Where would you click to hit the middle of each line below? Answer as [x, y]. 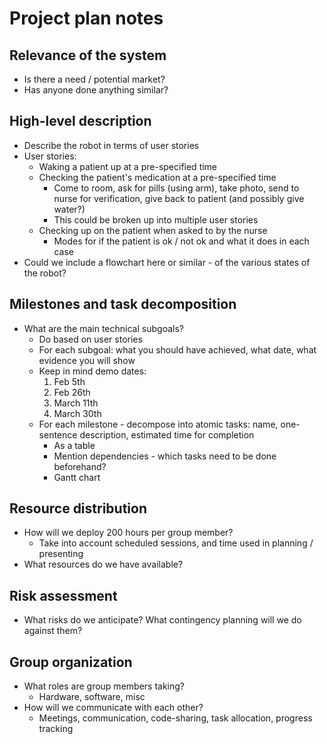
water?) [69, 209]
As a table [74, 445]
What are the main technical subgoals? [103, 328]
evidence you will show [87, 360]
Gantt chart [77, 477]
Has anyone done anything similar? [96, 90]
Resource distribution [78, 508]
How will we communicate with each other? [113, 708]
